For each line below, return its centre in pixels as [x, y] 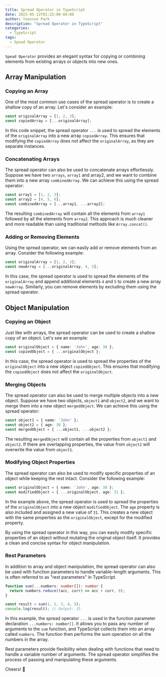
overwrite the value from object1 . [39, 449]
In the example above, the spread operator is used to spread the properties [82, 501]
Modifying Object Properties [40, 462]
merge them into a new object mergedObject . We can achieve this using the [81, 406]
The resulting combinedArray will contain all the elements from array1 [75, 213]
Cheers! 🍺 [15, 669]
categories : [17, 28]
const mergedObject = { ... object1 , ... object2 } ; [58, 429]
